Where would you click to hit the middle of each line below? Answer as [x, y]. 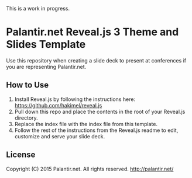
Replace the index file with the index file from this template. [86, 124]
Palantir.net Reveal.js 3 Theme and [92, 32]
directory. [26, 118]
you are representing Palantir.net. [46, 67]
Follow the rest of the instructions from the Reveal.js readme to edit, [96, 130]
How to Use [28, 85]
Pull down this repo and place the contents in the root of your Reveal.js [100, 111]
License [21, 155]
